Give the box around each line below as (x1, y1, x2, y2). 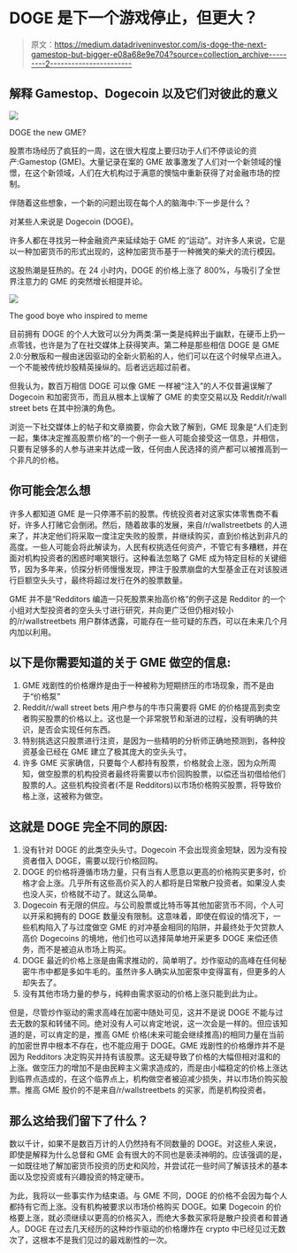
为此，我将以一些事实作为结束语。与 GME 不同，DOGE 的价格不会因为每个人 (9, 1190, 287, 1201)
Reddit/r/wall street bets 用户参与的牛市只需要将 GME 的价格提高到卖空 (21, 702, 281, 713)
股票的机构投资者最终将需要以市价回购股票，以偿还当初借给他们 (52, 769, 286, 779)
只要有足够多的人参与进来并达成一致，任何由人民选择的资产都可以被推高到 (9, 444, 280, 454)
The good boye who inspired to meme (9, 310, 148, 321)
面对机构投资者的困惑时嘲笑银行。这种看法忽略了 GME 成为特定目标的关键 (9, 553, 279, 563)
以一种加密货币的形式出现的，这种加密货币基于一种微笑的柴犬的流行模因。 (9, 245, 280, 257)
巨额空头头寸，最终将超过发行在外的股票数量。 (16, 575, 187, 585)
